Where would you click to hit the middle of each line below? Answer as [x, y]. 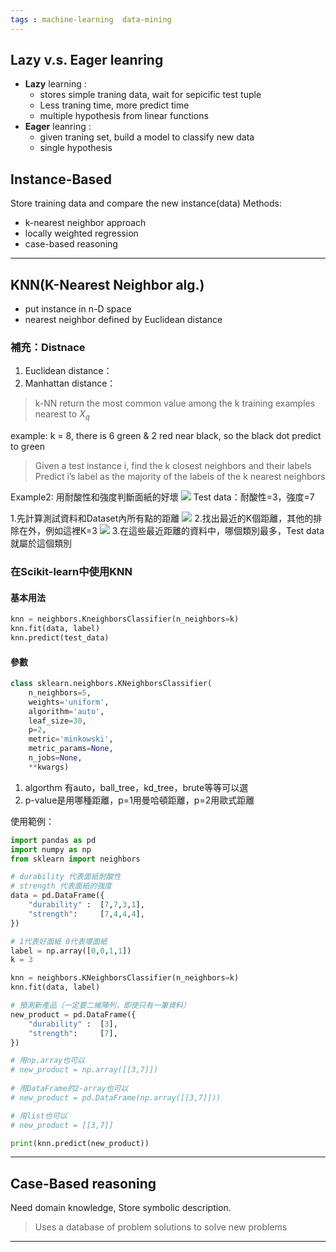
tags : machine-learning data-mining [91, 19]
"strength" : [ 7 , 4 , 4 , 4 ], [86, 914]
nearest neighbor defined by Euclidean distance [123, 320]
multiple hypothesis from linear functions [124, 116]
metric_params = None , [71, 749]
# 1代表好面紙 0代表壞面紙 [59, 941]
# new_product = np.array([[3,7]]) [84, 1070]
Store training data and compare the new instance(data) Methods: [146, 203]
